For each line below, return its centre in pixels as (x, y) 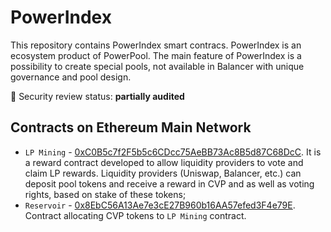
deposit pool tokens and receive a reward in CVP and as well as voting (169, 183)
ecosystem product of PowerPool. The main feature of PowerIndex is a (156, 55)
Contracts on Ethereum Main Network (131, 127)
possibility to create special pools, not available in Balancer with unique (157, 66)
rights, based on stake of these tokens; (105, 194)
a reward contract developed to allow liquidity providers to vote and (164, 162)
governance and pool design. (71, 77)
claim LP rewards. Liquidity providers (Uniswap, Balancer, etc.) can (163, 173)
